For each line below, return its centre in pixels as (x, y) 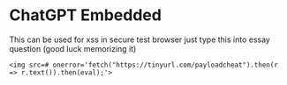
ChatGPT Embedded (85, 15)
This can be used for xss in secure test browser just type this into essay (140, 39)
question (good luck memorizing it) (73, 48)
